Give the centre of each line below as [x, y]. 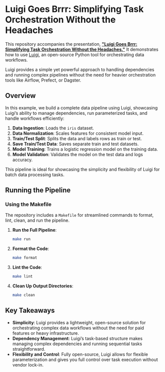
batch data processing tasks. [35, 175]
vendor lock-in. [28, 365]
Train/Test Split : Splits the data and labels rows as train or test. [77, 138]
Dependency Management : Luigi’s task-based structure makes [77, 338]
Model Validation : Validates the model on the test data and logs [78, 154]
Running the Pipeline [38, 190]
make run [21, 239]
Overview [21, 96]
